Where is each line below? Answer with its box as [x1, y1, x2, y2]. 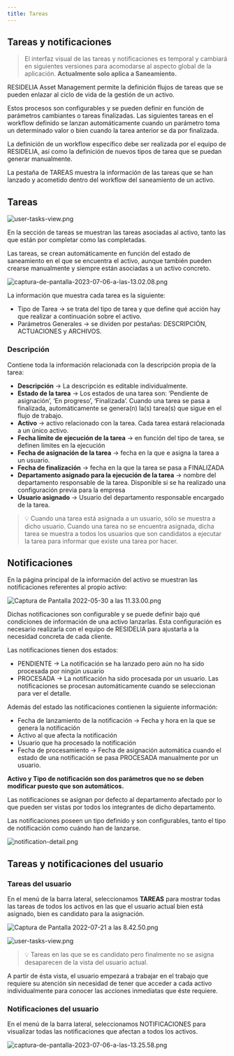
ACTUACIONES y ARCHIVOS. [17, 327, 102, 336]
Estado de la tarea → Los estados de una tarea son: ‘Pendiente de [17, 389, 208, 397]
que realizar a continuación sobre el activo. [17, 312, 142, 321]
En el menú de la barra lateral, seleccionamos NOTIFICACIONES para [7, 1020, 206, 1029]
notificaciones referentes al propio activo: [7, 583, 127, 591]
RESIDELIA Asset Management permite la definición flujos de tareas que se [7, 83, 224, 92]
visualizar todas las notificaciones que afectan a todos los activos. [7, 1027, 198, 1036]
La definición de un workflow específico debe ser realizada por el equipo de [7, 140, 227, 148]
